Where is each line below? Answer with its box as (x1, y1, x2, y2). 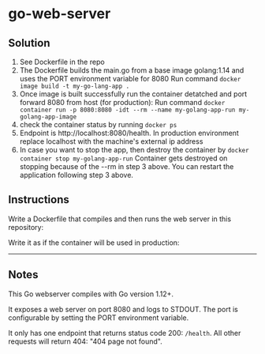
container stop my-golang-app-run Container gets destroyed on (19, 153, 228, 163)
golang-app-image (19, 113, 77, 121)
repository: (8, 222, 44, 232)
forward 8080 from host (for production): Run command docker (19, 98, 226, 107)
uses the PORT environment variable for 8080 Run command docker (19, 74, 241, 83)
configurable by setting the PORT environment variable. (8, 313, 189, 322)
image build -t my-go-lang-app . (19, 82, 130, 90)
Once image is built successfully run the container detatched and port (19, 89, 248, 99)
